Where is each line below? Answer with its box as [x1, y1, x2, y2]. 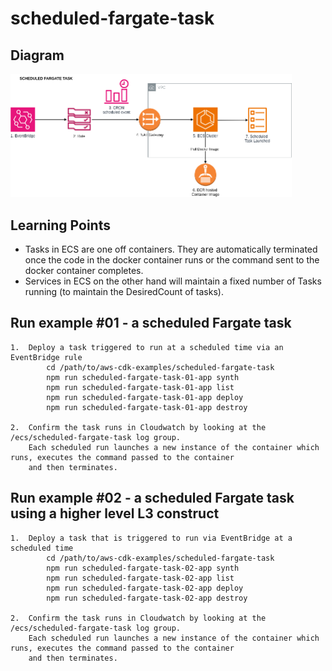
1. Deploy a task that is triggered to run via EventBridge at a [10, 533, 293, 543]
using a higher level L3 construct [10, 505, 220, 522]
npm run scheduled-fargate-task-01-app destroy [46, 402, 248, 412]
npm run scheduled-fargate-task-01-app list [46, 382, 235, 392]
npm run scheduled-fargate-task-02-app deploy [46, 583, 244, 593]
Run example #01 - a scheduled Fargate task [10, 315, 292, 332]
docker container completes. [24, 265, 144, 277]
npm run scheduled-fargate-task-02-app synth [46, 563, 240, 573]
